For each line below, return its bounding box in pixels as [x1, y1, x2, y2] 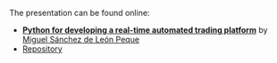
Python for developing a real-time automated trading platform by [21, 25, 268, 35]
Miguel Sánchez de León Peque [21, 35, 140, 44]
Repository [21, 43, 63, 54]
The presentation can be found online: [9, 8, 150, 18]
